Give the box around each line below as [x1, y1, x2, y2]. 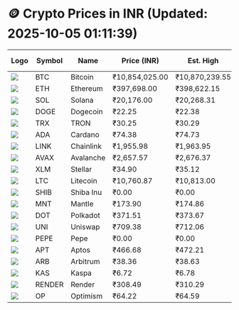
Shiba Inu [70, 187, 102, 197]
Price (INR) [121, 55, 160, 65]
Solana [70, 95, 94, 105]
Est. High [187, 55, 219, 65]
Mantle [70, 199, 94, 209]
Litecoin [70, 175, 97, 185]
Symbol [36, 55, 63, 65]
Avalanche [70, 153, 106, 162]
